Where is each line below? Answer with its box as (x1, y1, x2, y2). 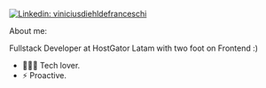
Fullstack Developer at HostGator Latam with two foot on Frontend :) (9, 43, 259, 53)
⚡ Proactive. (21, 70, 66, 80)
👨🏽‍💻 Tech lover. (21, 60, 81, 70)
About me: (9, 26, 47, 36)
